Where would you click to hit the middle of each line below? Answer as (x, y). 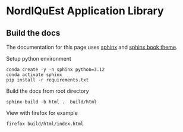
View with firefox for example (42, 113)
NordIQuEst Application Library (85, 11)
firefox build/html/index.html (45, 124)
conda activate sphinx (34, 75)
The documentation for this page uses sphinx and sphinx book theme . (92, 47)
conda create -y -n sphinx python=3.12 (56, 70)
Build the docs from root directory (48, 91)
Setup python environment (39, 59)
